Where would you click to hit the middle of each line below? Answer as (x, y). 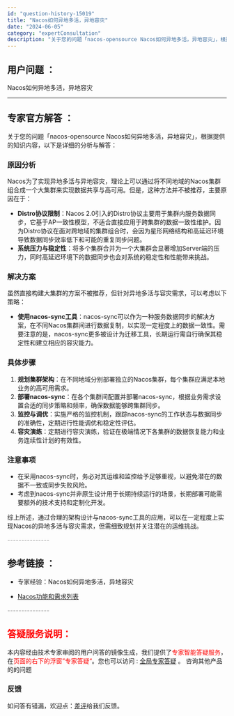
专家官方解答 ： (40, 118)
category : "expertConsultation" (54, 33)
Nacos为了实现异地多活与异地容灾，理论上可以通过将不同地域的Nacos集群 (114, 181)
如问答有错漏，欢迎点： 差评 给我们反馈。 (65, 706)
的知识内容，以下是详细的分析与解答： (62, 145)
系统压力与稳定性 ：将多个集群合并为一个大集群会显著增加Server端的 (115, 249)
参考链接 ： (31, 564)
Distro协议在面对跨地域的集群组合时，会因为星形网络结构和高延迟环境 (124, 231)
